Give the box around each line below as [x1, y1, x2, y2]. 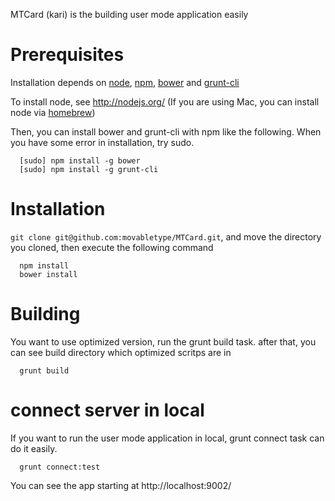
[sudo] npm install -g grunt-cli [19, 164, 159, 174]
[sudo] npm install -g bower [19, 155, 141, 166]
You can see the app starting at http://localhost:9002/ [10, 479, 232, 491]
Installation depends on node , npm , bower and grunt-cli [10, 76, 240, 88]
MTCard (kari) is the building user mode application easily [10, 9, 249, 20]
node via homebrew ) [10, 106, 96, 118]
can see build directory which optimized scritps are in [10, 346, 232, 358]
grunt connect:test [19, 462, 101, 472]
